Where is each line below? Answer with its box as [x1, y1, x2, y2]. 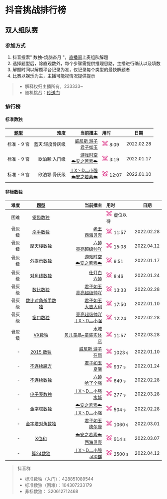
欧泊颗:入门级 [38, 156, 66, 162]
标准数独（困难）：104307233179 [24, 482, 92, 488]
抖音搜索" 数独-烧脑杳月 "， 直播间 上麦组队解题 [12, 54, 108, 60]
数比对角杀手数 [25, 297, 57, 303]
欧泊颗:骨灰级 [38, 171, 66, 177]
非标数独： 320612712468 [24, 489, 79, 495]
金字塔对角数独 [25, 421, 57, 427]
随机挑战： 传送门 [24, 89, 60, 95]
